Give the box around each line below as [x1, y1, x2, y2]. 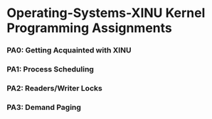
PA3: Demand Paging [6, 102, 81, 112]
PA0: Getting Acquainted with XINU [6, 45, 132, 55]
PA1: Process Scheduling [6, 64, 94, 74]
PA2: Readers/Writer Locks [6, 83, 102, 93]
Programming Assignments [6, 20, 172, 36]
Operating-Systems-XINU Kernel [6, 5, 206, 21]
